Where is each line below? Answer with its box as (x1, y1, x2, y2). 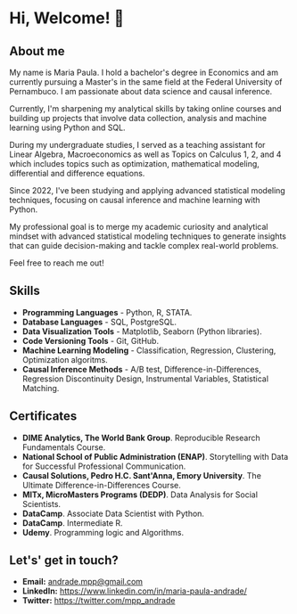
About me (9, 44, 65, 59)
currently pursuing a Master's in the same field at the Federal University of (9, 77, 283, 87)
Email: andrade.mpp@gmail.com (21, 577, 144, 587)
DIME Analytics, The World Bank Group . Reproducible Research (21, 432, 260, 443)
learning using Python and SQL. (9, 122, 127, 133)
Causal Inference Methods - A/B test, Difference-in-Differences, (21, 364, 261, 374)
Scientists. (21, 498, 61, 509)
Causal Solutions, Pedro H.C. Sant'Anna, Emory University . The (21, 470, 261, 480)
